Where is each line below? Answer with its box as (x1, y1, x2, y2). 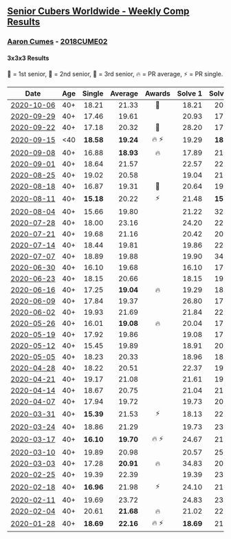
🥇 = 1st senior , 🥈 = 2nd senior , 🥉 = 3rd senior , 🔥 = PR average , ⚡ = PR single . (7, 69, 223, 78)
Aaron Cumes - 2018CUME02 (7, 37, 108, 47)
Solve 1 (177, 89, 203, 98)
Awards (144, 89, 170, 98)
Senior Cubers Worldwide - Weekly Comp (7, 5, 190, 17)
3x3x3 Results (7, 54, 49, 62)
